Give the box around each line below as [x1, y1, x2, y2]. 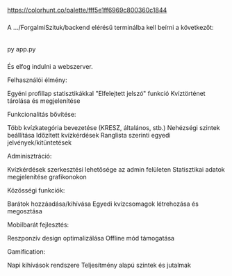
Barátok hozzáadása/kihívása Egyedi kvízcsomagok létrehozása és [7, 200, 199, 208]
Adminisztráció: [7, 152, 52, 160]
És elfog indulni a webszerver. [7, 62, 93, 70]
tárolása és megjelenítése [7, 97, 81, 105]
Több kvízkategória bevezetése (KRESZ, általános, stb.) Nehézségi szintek [7, 123, 220, 131]
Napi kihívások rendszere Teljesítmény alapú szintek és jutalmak [7, 261, 191, 269]
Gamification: [7, 247, 46, 256]
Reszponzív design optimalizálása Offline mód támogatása [7, 234, 175, 242]
